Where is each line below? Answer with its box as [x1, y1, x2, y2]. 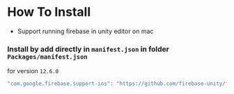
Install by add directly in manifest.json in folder [7, 44, 169, 54]
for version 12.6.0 [7, 67, 59, 75]
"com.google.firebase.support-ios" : [7, 80, 114, 87]
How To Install [7, 4, 91, 20]
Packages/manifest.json [7, 53, 88, 61]
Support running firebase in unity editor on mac [17, 27, 154, 35]
